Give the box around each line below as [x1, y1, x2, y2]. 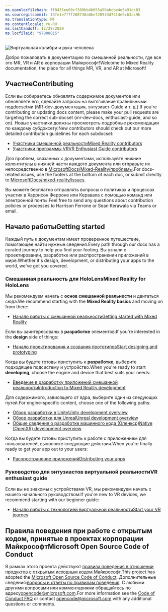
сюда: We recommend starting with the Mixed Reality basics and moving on [5, 298, 163, 304]
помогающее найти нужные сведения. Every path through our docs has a [5, 241, 160, 247]
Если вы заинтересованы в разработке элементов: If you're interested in [5, 328, 160, 334]
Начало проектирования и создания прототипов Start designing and [12, 344, 157, 350]
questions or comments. [5, 601, 56, 607]
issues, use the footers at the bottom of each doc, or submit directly [21, 171, 162, 177]
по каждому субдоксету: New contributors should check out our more [5, 125, 152, 131]
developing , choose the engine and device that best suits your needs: [5, 369, 151, 375]
